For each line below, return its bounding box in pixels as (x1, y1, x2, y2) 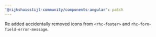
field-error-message (4, 27, 48, 32)
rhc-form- (131, 22, 151, 27)
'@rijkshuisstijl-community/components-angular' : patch (4, 7, 123, 12)
